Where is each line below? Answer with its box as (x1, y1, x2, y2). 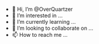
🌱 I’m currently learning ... (11, 18, 76, 25)
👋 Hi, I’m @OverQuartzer (11, 6, 73, 12)
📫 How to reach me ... (11, 32, 68, 38)
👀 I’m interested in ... (11, 12, 63, 19)
